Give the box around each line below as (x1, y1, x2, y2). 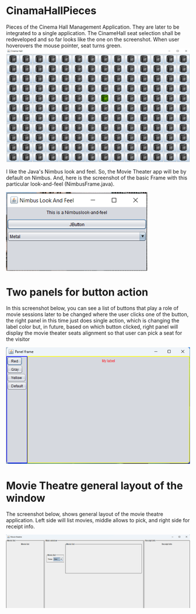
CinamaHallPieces (6, 4, 97, 18)
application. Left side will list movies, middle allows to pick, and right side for (6, 517, 190, 524)
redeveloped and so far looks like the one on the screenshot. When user (6, 36, 180, 43)
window (6, 491, 45, 505)
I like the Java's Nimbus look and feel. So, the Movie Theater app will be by (6, 168, 187, 175)
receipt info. (6, 523, 35, 530)
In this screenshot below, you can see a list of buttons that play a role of (6, 305, 179, 312)
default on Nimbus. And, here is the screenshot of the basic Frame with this (6, 174, 188, 181)
